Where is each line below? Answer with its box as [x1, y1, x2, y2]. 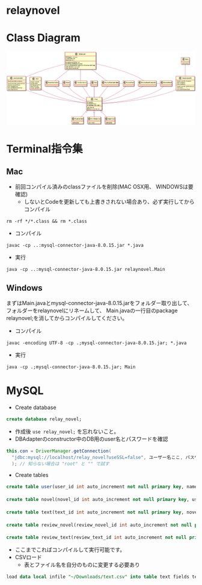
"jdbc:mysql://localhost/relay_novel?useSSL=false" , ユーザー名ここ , [11, 454, 183, 460]
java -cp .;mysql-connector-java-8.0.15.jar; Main [6, 364, 136, 370]
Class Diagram [6, 31, 81, 45]
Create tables [14, 471, 49, 479]
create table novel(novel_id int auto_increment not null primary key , [6, 497, 189, 503]
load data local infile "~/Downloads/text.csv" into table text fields [6, 574, 189, 580]
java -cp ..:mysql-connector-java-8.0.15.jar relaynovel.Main [6, 267, 165, 273]
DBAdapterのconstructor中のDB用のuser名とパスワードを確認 [14, 435, 168, 442]
